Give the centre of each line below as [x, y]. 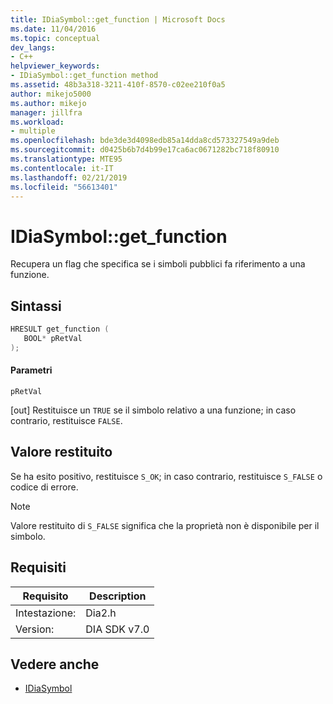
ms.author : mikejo [48, 103]
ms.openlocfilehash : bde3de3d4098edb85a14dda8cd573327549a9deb [145, 141]
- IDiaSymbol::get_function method [84, 76]
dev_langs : [33, 47]
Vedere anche [55, 664]
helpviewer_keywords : [55, 66]
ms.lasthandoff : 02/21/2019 [69, 177]
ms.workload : [37, 122]
